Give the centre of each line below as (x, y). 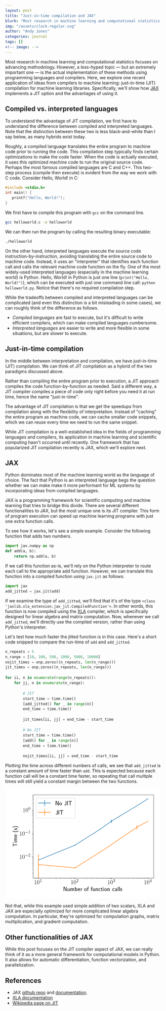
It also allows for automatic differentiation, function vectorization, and (76, 960)
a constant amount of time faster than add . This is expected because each (80, 771)
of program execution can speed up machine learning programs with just (79, 516)
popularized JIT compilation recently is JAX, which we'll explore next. (76, 447)
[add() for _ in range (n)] (51, 741)
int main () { (19, 193)
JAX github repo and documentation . (50, 992)
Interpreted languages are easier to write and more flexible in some (81, 328)
